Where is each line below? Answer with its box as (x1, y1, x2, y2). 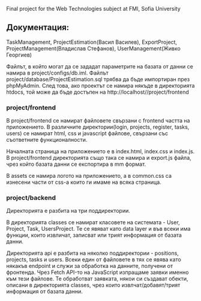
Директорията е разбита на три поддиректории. (6, 207, 130, 214)
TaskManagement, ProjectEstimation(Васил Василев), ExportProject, (6, 38, 178, 46)
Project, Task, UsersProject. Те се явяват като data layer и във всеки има (6, 225, 191, 233)
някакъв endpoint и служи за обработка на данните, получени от (6, 263, 173, 270)
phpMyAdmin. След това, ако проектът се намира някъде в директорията (6, 82, 195, 89)
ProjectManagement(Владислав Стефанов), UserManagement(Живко (6, 44, 181, 52)
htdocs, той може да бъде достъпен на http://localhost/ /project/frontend (6, 88, 189, 96)
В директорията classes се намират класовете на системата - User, (6, 219, 180, 226)
